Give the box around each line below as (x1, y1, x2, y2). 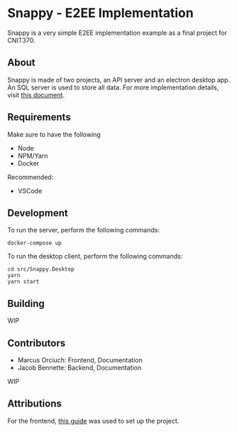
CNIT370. (7, 36, 35, 44)
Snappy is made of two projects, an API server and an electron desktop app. (7, 75, 231, 84)
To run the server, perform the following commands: (7, 226, 160, 234)
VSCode (17, 186, 43, 195)
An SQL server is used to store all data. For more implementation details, (7, 83, 219, 92)
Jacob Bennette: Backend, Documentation (17, 364, 142, 372)
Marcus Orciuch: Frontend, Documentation (17, 356, 143, 364)
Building (7, 297, 45, 310)
